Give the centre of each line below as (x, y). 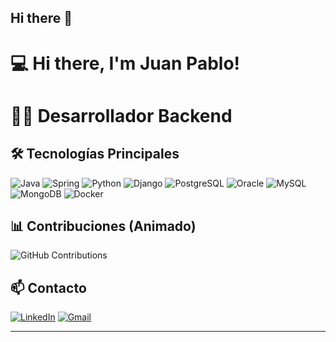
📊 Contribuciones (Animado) (103, 226)
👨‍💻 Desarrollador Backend (121, 115)
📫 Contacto (48, 287)
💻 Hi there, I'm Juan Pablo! (125, 63)
